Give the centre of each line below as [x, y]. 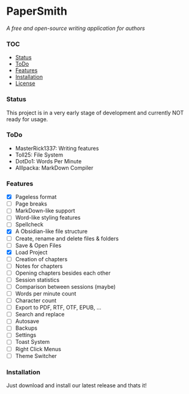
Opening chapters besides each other [63, 273]
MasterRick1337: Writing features [57, 148]
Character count [36, 300]
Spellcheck [29, 225]
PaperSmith [37, 11]
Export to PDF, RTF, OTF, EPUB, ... [58, 308]
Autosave [27, 321]
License [25, 83]
